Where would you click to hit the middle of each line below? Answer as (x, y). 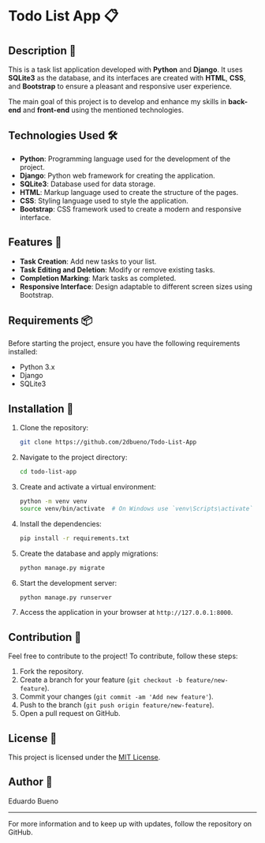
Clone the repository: (54, 428)
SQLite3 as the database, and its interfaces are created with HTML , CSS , (127, 78)
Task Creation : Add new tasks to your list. (88, 261)
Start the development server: (68, 583)
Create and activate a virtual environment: (88, 487)
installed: (23, 352)
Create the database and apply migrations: (89, 553)
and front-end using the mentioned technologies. (103, 110)
